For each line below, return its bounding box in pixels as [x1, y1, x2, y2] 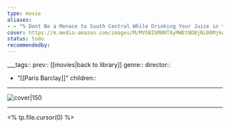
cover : [7, 29, 26, 36]
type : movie [7, 10, 41, 17]
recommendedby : [7, 42, 51, 49]
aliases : [7, 16, 32, 23]
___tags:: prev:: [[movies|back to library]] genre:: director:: [7, 61, 171, 68]
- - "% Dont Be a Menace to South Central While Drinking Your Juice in [7, 23, 219, 29]
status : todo [7, 36, 44, 42]
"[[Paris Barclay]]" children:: [16, 74, 97, 82]
